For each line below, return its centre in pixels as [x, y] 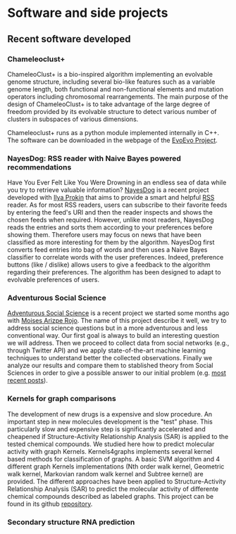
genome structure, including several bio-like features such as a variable [111, 82]
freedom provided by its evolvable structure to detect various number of [112, 111]
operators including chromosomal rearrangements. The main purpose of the [118, 96]
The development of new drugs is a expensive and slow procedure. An [110, 414]
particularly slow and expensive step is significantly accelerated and [106, 429]
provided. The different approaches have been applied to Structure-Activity [117, 481]
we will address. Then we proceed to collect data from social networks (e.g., [118, 343]
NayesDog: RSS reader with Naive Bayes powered [94, 158]
